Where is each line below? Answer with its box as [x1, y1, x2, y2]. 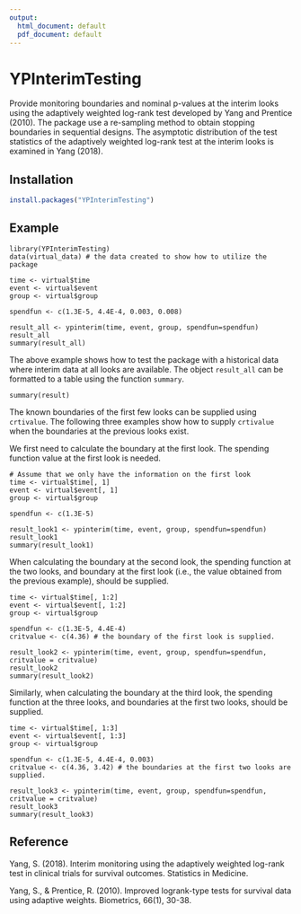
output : [9, 13, 39, 22]
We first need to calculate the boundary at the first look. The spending [9, 443, 270, 453]
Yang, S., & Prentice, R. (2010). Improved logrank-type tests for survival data [9, 885, 292, 896]
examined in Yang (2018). [9, 145, 103, 157]
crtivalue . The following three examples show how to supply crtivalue [9, 416, 275, 426]
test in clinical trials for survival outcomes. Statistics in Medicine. [9, 867, 249, 878]
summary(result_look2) [9, 671, 94, 681]
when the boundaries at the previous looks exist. [9, 426, 190, 436]
